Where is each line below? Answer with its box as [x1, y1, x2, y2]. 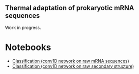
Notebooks [5, 42, 52, 53]
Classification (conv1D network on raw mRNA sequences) [12, 58, 129, 64]
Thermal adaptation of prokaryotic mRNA [5, 4, 134, 12]
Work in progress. [5, 25, 41, 30]
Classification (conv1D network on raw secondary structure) [12, 63, 134, 69]
